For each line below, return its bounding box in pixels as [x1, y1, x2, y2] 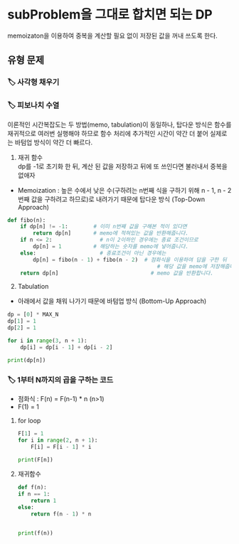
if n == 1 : [17, 491, 51, 498]
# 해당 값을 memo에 [156, 262, 208, 270]
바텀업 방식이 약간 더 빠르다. [14, 138, 93, 146]
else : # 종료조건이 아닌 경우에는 [20, 250, 166, 257]
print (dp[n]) [7, 356, 46, 363]
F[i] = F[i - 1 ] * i [31, 443, 92, 450]
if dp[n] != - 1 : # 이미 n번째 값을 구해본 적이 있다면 [20, 223, 187, 230]
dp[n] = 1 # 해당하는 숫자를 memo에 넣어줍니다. [33, 243, 189, 250]
